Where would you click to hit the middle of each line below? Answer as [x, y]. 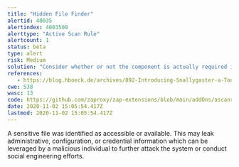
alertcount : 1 [28, 41]
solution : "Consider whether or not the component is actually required [117, 67]
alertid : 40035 [30, 21]
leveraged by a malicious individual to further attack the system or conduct [117, 148]
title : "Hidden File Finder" [51, 14]
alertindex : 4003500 [38, 27]
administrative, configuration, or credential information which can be [108, 141]
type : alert [25, 54]
